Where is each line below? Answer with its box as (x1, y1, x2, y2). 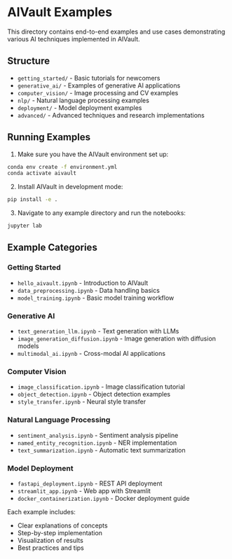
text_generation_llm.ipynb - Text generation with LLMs (17, 327, 179, 336)
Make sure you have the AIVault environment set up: (17, 150, 169, 158)
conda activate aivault (7, 170, 77, 177)
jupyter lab (7, 222, 42, 230)
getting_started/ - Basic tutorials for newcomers (17, 74, 161, 82)
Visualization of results (17, 536, 84, 544)
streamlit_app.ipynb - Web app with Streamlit (17, 486, 151, 495)
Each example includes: (7, 507, 76, 516)
